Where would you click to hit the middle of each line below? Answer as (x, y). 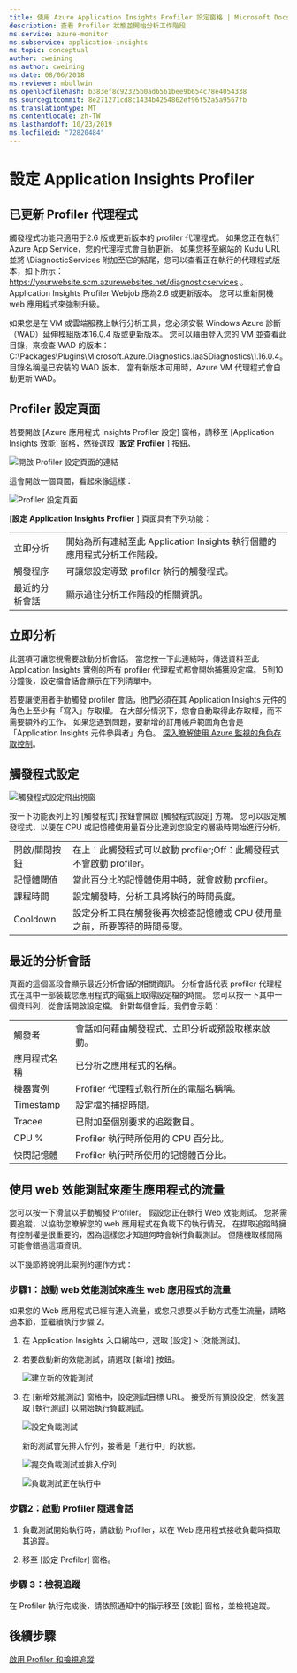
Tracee (28, 1122)
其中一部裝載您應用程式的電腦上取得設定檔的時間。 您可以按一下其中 (149, 995)
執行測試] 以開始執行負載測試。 (91, 1408)
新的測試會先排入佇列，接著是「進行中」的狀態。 (111, 1446)
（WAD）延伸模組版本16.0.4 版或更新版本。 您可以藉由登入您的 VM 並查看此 (148, 334)
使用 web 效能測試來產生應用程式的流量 (117, 1190)
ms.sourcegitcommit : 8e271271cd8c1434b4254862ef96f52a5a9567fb (128, 100)
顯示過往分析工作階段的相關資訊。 (137, 595)
